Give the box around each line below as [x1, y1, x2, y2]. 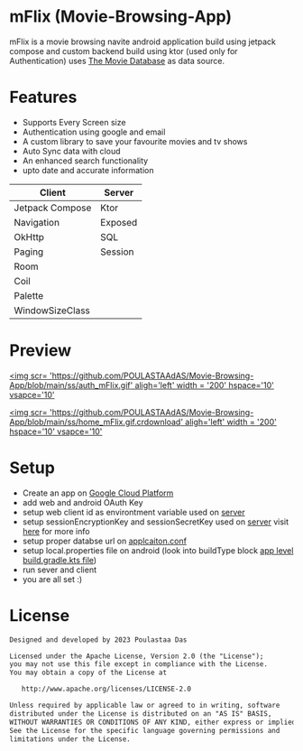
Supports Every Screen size [22, 116, 126, 127]
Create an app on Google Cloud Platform [22, 487, 174, 498]
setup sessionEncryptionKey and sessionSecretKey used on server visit [22, 516, 289, 527]
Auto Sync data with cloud [22, 145, 121, 156]
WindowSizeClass [14, 304, 90, 317]
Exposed [100, 216, 138, 228]
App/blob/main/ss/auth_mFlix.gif [9, 379, 131, 390]
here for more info [22, 525, 90, 536]
